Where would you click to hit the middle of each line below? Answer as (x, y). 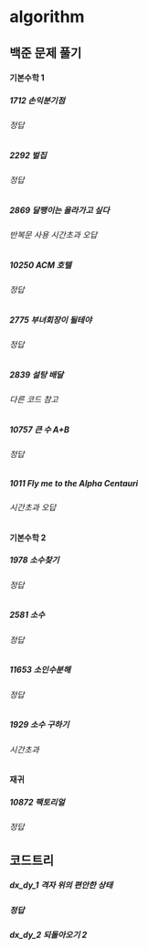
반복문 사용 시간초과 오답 (53, 235)
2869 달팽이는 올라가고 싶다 (59, 210)
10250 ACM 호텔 (41, 265)
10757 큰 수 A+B (40, 429)
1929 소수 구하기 (40, 725)
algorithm (47, 17)
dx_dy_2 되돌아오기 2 (48, 935)
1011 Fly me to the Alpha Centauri (74, 483)
